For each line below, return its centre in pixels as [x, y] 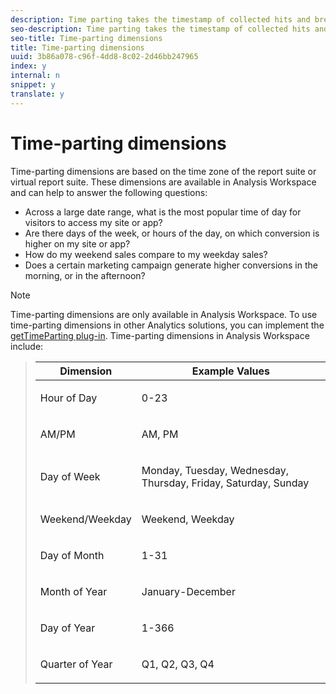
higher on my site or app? [77, 243]
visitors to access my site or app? [93, 222]
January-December [188, 591]
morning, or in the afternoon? [85, 275]
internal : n [35, 76]
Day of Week [70, 476]
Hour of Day [68, 398]
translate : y [37, 94]
